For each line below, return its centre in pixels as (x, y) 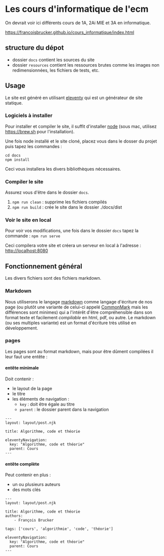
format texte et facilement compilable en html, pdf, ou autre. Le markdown (81, 317)
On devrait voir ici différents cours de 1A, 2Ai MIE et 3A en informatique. (78, 23)
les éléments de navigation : (41, 399)
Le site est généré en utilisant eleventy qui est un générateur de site (74, 98)
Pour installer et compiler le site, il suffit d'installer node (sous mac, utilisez (81, 126)
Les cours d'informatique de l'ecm (77, 9)
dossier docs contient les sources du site (53, 60)
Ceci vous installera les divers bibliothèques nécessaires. (63, 169)
